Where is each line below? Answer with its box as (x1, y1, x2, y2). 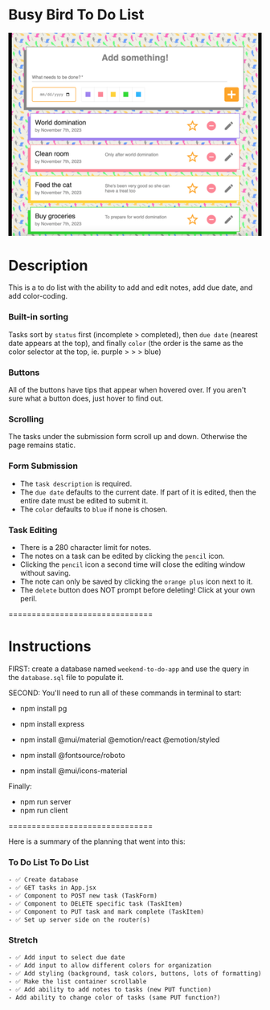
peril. (19, 593, 38, 603)
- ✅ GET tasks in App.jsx (8, 884, 96, 892)
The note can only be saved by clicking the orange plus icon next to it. (19, 576, 253, 586)
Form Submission (8, 460, 79, 471)
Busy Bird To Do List (8, 6, 145, 24)
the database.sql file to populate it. (8, 672, 125, 682)
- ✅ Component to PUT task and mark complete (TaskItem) (8, 908, 205, 916)
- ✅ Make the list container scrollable (8, 978, 147, 986)
